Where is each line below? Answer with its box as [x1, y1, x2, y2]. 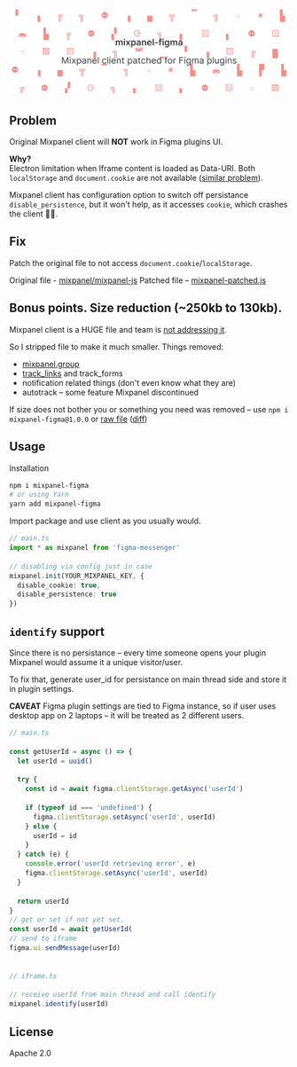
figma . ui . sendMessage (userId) [9, 944, 121, 953]
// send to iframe [9, 934, 77, 944]
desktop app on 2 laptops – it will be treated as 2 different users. [9, 710, 245, 720]
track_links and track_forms [21, 368, 123, 379]
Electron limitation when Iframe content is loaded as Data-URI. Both [9, 163, 255, 174]
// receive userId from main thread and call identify [9, 990, 216, 1000]
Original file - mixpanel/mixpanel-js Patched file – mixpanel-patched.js [9, 275, 267, 286]
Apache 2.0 [9, 1047, 51, 1059]
